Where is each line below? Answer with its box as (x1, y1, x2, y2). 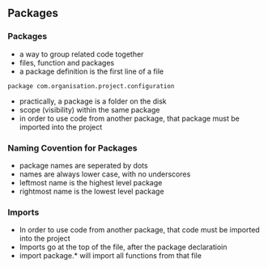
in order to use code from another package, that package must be (19, 113, 240, 123)
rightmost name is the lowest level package (19, 186, 164, 196)
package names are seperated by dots (19, 160, 148, 170)
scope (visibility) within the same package (19, 104, 160, 114)
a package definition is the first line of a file (19, 66, 164, 76)
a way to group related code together (19, 49, 144, 59)
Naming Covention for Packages (7, 142, 138, 153)
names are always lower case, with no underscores (19, 169, 191, 179)
